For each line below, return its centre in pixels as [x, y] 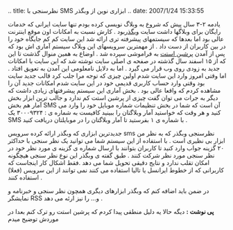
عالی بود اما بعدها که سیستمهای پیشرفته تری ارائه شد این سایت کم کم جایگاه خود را [116, 39]
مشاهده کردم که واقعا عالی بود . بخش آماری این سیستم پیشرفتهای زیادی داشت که [114, 90]
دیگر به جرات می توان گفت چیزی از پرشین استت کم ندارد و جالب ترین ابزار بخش [113, 98]
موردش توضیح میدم [33, 219]
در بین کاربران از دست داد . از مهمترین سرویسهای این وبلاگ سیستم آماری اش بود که [117, 46]
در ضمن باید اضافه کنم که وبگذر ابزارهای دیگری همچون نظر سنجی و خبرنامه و [109, 191]
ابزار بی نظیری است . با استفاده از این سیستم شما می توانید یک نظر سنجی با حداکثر [116, 141]
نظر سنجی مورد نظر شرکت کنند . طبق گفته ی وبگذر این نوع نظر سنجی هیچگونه [111, 155]
